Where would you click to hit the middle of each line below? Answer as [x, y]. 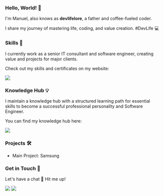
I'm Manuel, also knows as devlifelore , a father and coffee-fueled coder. [79, 19]
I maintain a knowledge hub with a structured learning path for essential [78, 101]
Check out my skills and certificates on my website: [57, 68]
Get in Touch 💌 [23, 168]
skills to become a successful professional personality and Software [74, 106]
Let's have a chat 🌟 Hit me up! [35, 179]
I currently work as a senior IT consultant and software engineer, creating [79, 54]
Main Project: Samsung [36, 156]
